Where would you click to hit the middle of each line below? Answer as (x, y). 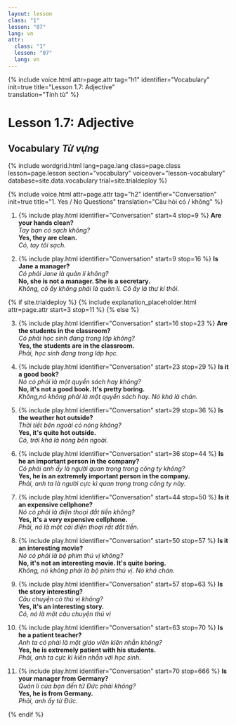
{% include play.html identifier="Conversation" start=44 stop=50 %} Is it (124, 497)
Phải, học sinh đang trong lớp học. (68, 353)
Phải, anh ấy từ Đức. (48, 700)
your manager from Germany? (63, 678)
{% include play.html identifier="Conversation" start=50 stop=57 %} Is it (123, 540)
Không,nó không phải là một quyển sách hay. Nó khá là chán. (108, 396)
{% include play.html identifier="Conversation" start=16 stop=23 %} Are (123, 323)
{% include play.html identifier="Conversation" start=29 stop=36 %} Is (121, 410)
